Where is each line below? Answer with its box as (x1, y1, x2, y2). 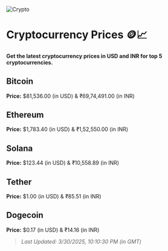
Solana (6, 143, 33, 153)
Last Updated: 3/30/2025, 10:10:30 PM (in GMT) (21, 238, 142, 245)
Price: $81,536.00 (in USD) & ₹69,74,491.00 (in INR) (6, 92, 135, 100)
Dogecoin (6, 210, 44, 220)
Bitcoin (6, 76, 34, 87)
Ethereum (6, 109, 44, 120)
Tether (6, 177, 32, 187)
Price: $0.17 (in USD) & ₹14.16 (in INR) (6, 226, 100, 234)
